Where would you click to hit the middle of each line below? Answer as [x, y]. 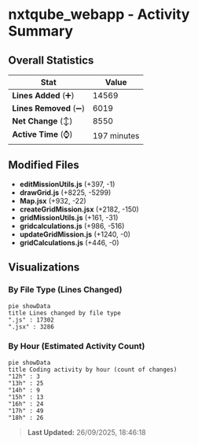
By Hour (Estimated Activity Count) [77, 346]
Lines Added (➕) [43, 96]
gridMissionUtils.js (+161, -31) [69, 217]
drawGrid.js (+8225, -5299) [65, 192]
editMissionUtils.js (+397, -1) [67, 184]
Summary [40, 31]
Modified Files [44, 165]
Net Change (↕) [42, 121]
